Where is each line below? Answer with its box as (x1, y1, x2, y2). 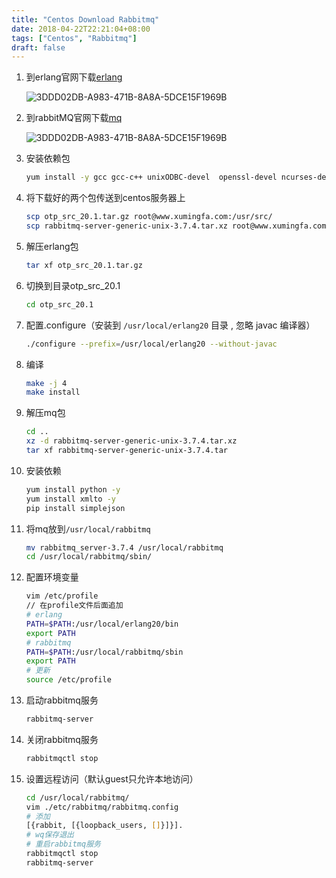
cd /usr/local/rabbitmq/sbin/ (25, 552, 153, 562)
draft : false (11, 42, 66, 53)
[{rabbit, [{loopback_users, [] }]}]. (25, 821, 184, 831)
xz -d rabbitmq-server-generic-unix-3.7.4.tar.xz (25, 436, 238, 446)
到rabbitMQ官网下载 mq (25, 112, 123, 124)
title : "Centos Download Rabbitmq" (11, 14, 160, 25)
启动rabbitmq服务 (25, 694, 99, 706)
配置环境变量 (25, 571, 79, 583)
